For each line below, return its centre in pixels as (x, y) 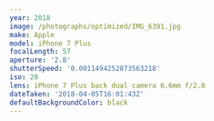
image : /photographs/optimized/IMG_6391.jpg (95, 26)
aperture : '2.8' (40, 60)
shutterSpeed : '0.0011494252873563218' (85, 69)
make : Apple (32, 35)
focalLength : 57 (40, 52)
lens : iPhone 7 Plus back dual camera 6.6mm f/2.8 (107, 86)
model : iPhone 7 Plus (51, 43)
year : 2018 (30, 18)
